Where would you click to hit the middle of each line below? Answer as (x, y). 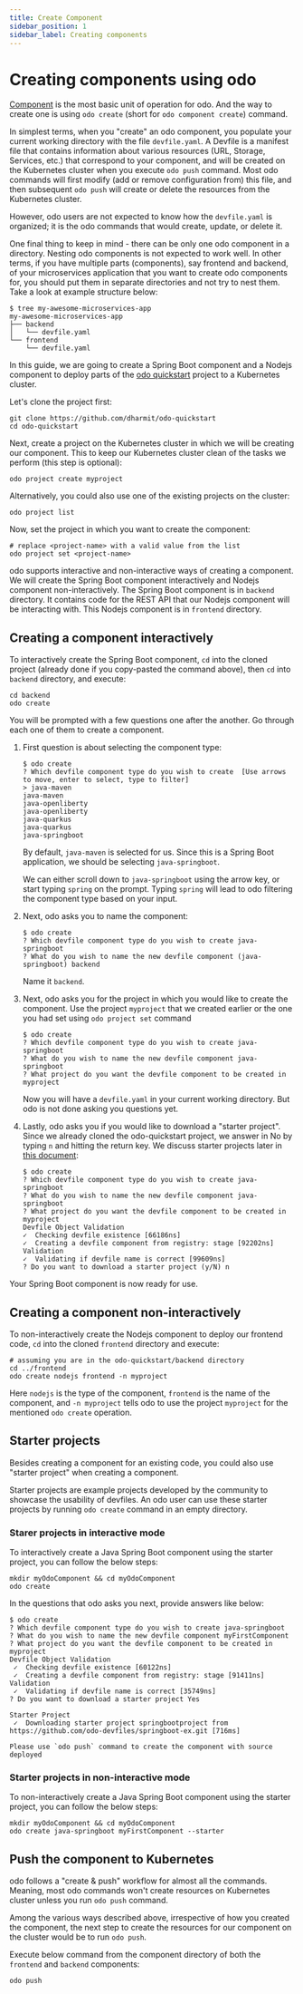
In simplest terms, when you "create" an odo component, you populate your (151, 131)
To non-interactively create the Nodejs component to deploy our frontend (146, 1334)
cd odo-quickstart (44, 427)
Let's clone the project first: (61, 402)
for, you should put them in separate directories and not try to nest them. (145, 283)
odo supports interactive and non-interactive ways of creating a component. (151, 571)
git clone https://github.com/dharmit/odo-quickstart (113, 419)
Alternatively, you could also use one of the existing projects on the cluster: (150, 496)
